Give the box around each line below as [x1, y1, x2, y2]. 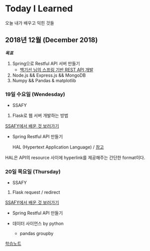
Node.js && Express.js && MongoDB [12, 72, 86, 78]
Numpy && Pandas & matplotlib [12, 77, 76, 83]
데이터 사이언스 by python [12, 221, 64, 227]
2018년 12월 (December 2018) [5, 36, 98, 45]
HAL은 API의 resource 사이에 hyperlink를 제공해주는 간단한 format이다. [5, 154, 146, 161]
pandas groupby [19, 231, 54, 237]
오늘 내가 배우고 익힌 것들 [5, 20, 55, 26]
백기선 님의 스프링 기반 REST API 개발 [19, 66, 93, 72]
